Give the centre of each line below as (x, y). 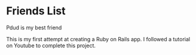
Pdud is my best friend (34, 27)
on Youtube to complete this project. (51, 45)
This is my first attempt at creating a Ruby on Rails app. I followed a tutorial (98, 39)
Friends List (36, 11)
